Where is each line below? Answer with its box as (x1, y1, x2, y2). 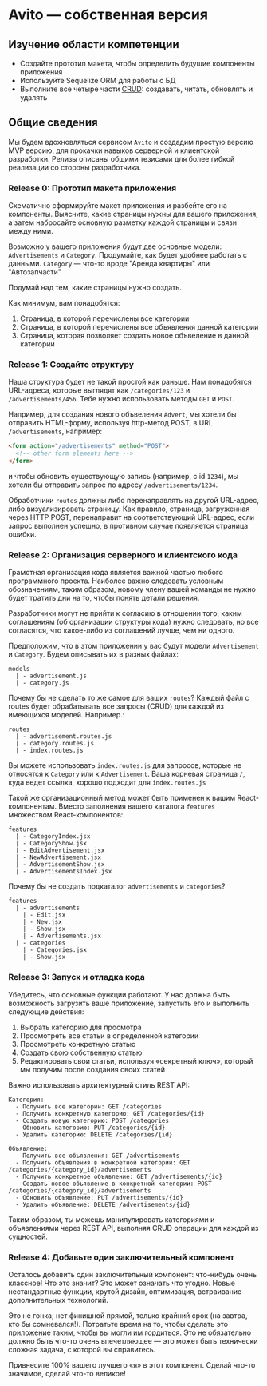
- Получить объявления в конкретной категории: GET (15, 1158, 191, 1167)
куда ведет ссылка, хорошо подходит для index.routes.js (8, 777, 206, 787)
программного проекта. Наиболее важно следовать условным (8, 576, 224, 585)
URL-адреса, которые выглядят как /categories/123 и (8, 385, 190, 395)
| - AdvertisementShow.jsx (15, 861, 105, 869)
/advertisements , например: (8, 426, 103, 437)
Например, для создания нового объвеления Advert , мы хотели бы (8, 409, 237, 419)
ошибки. (8, 529, 37, 539)
